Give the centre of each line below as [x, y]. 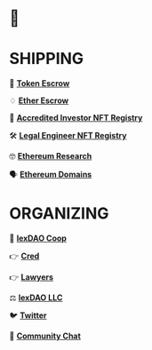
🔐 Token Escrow [40, 84]
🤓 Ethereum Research [51, 156]
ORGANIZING [59, 214]
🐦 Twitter [28, 315]
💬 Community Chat [45, 336]
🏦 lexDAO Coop [38, 238]
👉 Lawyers [32, 277]
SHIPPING [47, 59]
